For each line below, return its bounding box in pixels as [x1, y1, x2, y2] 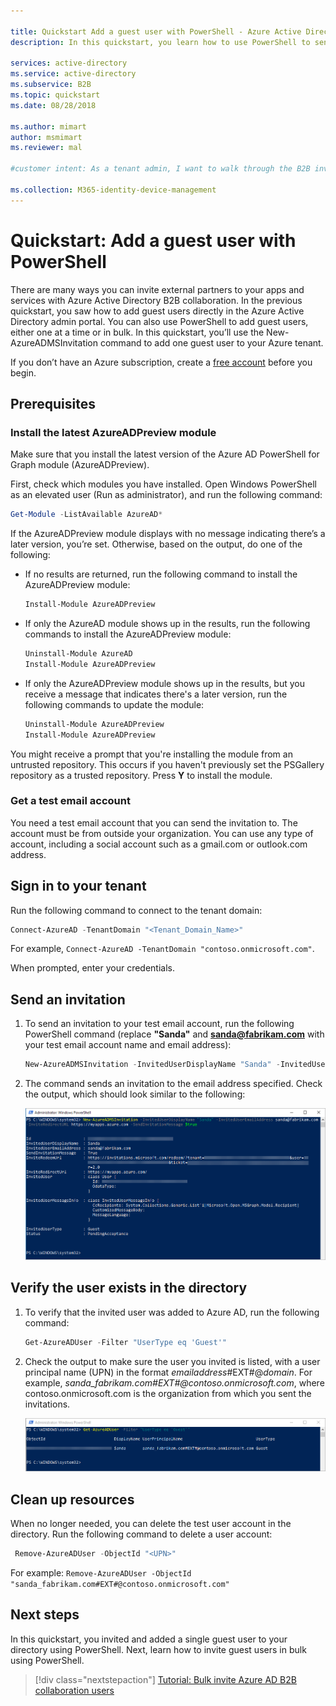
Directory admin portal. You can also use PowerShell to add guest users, [10, 315, 309, 327]
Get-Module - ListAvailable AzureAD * [10, 510, 163, 520]
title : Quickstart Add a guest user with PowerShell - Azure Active [10, 26, 302, 37]
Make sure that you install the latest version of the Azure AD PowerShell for [10, 448, 320, 460]
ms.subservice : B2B [10, 80, 92, 90]
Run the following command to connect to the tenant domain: [10, 904, 263, 916]
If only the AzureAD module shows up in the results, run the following [24, 618, 311, 629]
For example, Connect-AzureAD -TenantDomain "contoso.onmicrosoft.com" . [10, 943, 315, 955]
